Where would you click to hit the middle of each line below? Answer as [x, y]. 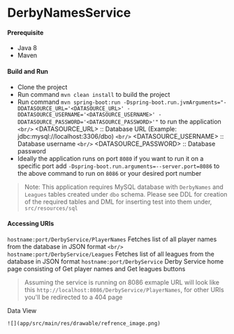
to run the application [190, 121]
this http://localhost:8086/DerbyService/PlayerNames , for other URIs [124, 289]
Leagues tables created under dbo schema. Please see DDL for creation [126, 194]
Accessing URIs [31, 224]
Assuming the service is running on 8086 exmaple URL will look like [122, 282]
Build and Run [28, 71]
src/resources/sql [51, 208]
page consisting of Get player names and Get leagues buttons [96, 268]
